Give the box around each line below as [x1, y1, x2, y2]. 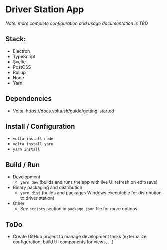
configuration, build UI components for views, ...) [12, 239, 114, 245]
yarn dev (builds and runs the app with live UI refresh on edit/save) [20, 179, 158, 185]
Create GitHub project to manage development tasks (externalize [12, 234, 147, 239]
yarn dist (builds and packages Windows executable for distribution [20, 190, 162, 196]
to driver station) [20, 195, 55, 201]
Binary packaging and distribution [12, 184, 83, 191]
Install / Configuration [5, 122, 75, 131]
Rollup [12, 69, 26, 75]
